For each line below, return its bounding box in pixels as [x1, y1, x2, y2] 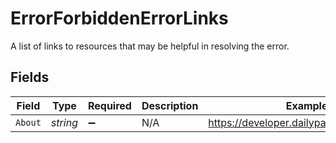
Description [141, 98, 199, 112]
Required [87, 98, 132, 112]
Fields [10, 69, 50, 86]
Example [285, 98, 328, 112]
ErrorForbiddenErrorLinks [10, 7, 229, 30]
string [50, 115, 78, 129]
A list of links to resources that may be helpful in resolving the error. [10, 40, 290, 52]
